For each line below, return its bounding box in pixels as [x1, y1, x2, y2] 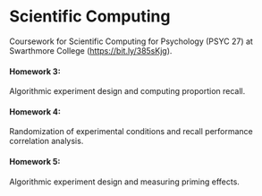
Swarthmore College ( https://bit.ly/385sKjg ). [9, 45, 173, 55]
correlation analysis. [9, 136, 84, 147]
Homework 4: [9, 106, 61, 117]
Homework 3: [9, 65, 61, 77]
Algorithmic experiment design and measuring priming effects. [9, 176, 240, 187]
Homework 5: [9, 156, 61, 166]
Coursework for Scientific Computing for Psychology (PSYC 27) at [9, 36, 253, 47]
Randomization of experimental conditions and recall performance [9, 126, 253, 137]
